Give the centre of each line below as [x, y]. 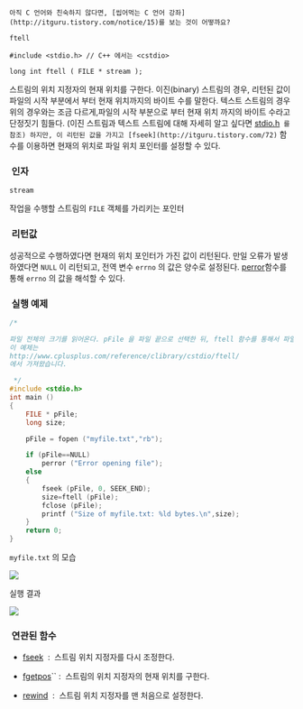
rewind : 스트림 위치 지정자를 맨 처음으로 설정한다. [113, 695]
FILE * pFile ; [52, 414]
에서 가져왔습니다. [38, 364]
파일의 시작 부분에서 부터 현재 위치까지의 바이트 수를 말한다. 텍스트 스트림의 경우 [150, 101]
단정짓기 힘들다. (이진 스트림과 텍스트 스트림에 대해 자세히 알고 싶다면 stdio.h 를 [150, 123]
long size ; [46, 422]
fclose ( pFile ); [72, 505]
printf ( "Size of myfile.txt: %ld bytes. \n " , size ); [141, 514]
